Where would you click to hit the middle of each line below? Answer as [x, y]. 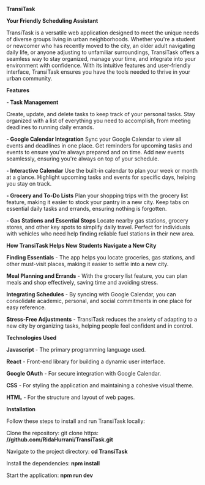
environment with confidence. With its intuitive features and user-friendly [99, 65]
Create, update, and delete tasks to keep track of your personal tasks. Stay [101, 114]
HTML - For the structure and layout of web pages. [71, 397]
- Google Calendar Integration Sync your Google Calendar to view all [94, 139]
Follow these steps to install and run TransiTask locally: [76, 421]
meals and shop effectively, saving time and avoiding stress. [82, 282]
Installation [21, 409]
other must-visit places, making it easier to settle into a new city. [88, 264]
